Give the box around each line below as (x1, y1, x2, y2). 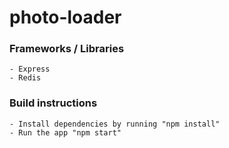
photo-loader (9, 6, 122, 29)
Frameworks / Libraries (9, 42, 125, 56)
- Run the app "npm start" (9, 127, 122, 138)
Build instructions (9, 96, 98, 110)
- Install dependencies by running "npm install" (9, 119, 221, 129)
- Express (9, 64, 51, 75)
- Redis (9, 73, 42, 83)
